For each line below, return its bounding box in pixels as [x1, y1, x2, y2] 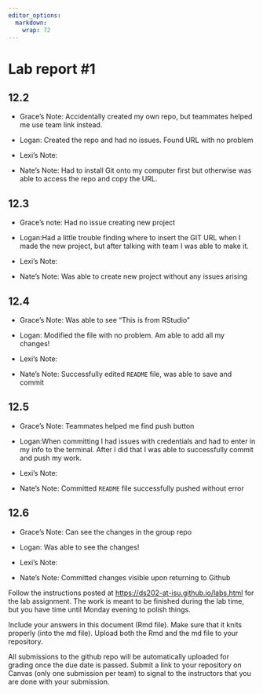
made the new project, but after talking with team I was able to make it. [19, 241, 249, 251]
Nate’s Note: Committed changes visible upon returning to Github [19, 572, 231, 582]
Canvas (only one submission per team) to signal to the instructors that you [8, 668, 251, 678]
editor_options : [8, 11, 61, 20]
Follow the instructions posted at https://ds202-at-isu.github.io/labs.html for [8, 588, 254, 597]
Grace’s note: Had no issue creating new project [19, 217, 175, 228]
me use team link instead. [19, 120, 103, 130]
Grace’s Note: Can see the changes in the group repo [19, 527, 192, 536]
